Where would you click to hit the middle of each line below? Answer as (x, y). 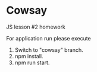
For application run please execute (48, 38)
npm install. (29, 56)
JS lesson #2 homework (36, 27)
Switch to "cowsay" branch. (49, 50)
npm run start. (32, 62)
